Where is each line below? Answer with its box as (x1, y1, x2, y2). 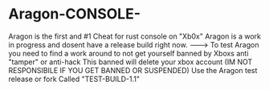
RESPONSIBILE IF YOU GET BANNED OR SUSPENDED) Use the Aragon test (8, 65, 258, 75)
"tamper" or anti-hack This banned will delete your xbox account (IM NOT (8, 57, 253, 67)
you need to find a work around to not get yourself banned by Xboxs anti (8, 48, 249, 58)
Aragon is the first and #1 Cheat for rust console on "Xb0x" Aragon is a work (8, 31, 261, 41)
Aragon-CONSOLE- (8, 5, 141, 23)
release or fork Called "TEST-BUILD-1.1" (8, 74, 141, 84)
